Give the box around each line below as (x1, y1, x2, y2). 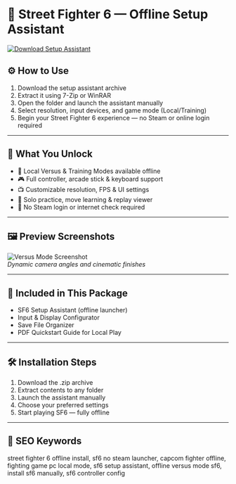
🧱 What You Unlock (7, 148, 93, 160)
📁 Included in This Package (7, 287, 129, 299)
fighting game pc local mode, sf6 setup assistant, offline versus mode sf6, (7, 461, 223, 470)
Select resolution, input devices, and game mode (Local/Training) (17, 106, 207, 115)
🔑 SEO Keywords (7, 435, 82, 447)
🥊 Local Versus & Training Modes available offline (17, 167, 161, 175)
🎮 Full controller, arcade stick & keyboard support (17, 174, 164, 183)
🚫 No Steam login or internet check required (17, 203, 145, 211)
